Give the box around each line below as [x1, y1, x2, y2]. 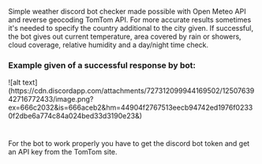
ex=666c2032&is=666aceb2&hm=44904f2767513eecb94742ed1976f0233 [8, 102, 253, 113]
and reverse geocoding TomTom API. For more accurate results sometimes [8, 15, 252, 24]
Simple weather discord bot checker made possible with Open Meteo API [8, 7, 246, 16]
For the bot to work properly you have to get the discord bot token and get [8, 139, 250, 148]
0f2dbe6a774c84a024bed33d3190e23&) [8, 111, 143, 121]
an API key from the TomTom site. [8, 147, 118, 157]
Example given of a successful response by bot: [8, 59, 196, 70]
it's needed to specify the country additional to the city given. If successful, [8, 24, 254, 32]
